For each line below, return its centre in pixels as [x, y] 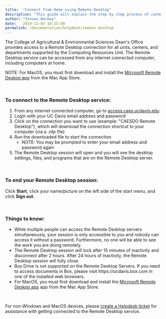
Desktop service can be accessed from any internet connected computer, [80, 58]
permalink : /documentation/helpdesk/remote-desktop [59, 28]
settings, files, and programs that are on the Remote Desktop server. [84, 158]
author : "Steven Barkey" [31, 19]
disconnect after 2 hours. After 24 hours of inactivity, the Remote [81, 256]
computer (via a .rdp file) [40, 132]
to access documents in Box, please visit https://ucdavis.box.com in [84, 271]
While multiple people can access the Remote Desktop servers [78, 229]
